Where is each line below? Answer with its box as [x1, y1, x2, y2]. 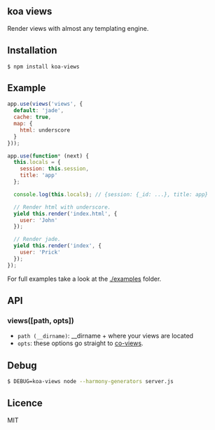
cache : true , [13, 113, 52, 121]
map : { [13, 120, 33, 127]
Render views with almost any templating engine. [7, 24, 149, 32]
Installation [7, 45, 57, 57]
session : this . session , [20, 165, 90, 172]
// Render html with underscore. [13, 203, 111, 211]
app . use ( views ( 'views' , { [7, 101, 83, 108]
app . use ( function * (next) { [7, 152, 90, 160]
